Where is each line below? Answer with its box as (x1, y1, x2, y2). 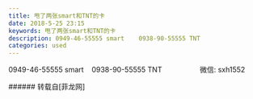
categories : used (8, 42, 67, 50)
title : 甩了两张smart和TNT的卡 (8, 11, 105, 20)
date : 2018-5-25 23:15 (8, 19, 85, 27)
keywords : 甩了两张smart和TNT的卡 (8, 27, 116, 35)
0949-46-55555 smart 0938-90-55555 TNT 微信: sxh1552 (8, 65, 246, 75)
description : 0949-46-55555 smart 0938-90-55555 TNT (8, 34, 200, 43)
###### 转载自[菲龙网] (8, 82, 86, 92)
